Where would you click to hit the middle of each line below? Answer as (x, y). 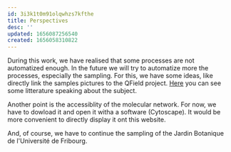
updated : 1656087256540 (43, 34)
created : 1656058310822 (43, 40)
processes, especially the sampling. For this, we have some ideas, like (111, 76)
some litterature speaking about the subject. (72, 91)
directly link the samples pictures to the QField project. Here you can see (114, 83)
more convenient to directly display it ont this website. (87, 120)
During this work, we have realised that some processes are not (101, 60)
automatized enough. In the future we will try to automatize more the (108, 68)
